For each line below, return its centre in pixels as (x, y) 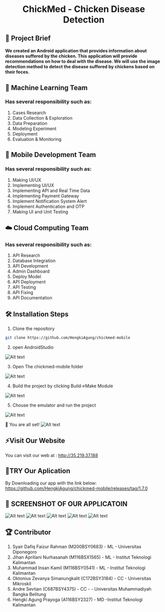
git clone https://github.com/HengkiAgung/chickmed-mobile (68, 338)
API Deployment (29, 282)
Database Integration (34, 261)
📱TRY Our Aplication (38, 471)
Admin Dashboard (31, 271)
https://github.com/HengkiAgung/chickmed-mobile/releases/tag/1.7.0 (77, 488)
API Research (26, 256)
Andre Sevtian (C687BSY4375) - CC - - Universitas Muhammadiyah (82, 589)
